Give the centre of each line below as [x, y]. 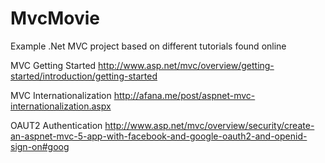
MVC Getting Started [53, 65]
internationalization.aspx [61, 106]
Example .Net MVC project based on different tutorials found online [148, 46]
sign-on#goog [40, 146]
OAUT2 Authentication [56, 125]
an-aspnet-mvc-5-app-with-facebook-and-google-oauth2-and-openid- [159, 136]
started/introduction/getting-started [84, 76]
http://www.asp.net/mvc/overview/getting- [186, 65]
